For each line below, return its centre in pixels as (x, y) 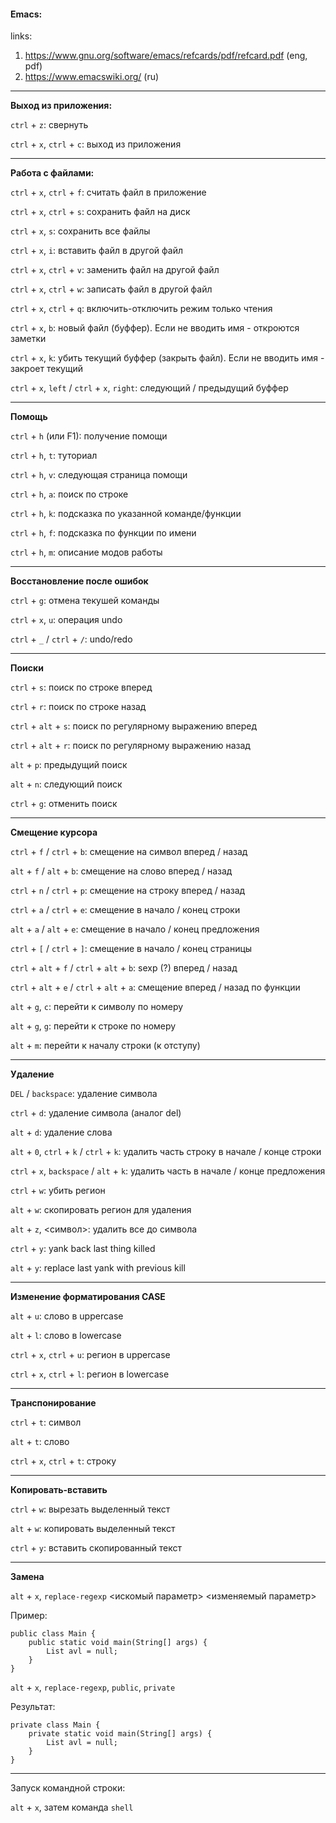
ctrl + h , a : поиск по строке (69, 494)
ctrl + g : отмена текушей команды (85, 601)
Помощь (29, 417)
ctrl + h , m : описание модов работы (86, 552)
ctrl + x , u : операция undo (66, 620)
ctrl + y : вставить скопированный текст (96, 1548)
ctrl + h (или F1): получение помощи (89, 436)
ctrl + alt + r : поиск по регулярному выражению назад (130, 746)
